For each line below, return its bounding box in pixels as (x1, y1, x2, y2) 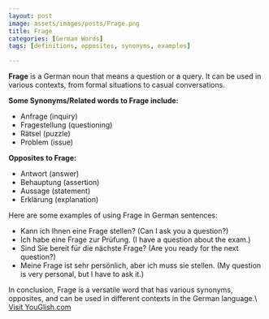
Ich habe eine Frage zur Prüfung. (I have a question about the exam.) (20, 235, 251, 244)
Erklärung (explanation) (20, 195, 99, 205)
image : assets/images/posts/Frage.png (8, 19, 140, 28)
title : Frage (8, 27, 53, 35)
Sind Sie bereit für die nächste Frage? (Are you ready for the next (20, 244, 239, 253)
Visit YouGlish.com (8, 302, 72, 313)
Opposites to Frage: (8, 153, 77, 163)
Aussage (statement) (20, 186, 91, 196)
